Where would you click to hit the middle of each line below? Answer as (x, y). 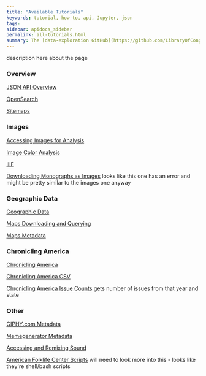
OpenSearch (22, 99)
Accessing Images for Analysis (45, 140)
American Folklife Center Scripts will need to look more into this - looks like (101, 360)
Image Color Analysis (33, 152)
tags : (13, 23)
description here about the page (47, 58)
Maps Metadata (26, 235)
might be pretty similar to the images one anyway (69, 182)
